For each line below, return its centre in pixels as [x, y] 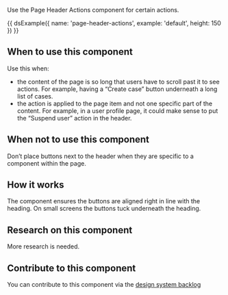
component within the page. [47, 163]
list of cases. [35, 96]
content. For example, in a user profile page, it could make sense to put [117, 111]
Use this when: [28, 68]
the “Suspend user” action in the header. [74, 118]
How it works [36, 185]
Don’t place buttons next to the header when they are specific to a [100, 156]
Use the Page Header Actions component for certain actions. [93, 10]
